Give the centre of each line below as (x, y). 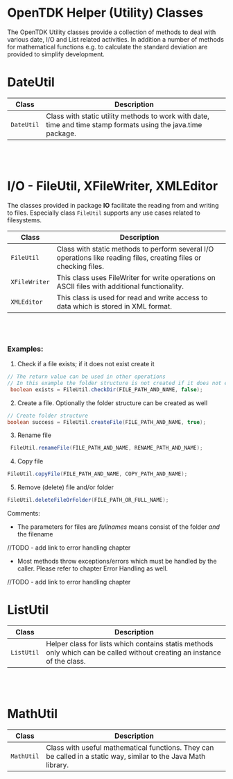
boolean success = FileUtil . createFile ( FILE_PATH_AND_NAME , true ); (107, 422)
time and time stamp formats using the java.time (124, 124)
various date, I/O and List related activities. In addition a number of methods (115, 39)
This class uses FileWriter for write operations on (136, 277)
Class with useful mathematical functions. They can (130, 747)
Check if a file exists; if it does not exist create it (86, 364)
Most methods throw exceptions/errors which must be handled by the (117, 561)
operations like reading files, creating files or (129, 257)
